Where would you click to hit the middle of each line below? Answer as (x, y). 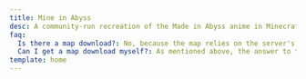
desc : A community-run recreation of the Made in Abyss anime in (136, 26)
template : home (38, 60)
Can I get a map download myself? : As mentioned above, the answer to (154, 52)
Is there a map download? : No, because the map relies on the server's (157, 43)
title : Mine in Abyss (51, 18)
